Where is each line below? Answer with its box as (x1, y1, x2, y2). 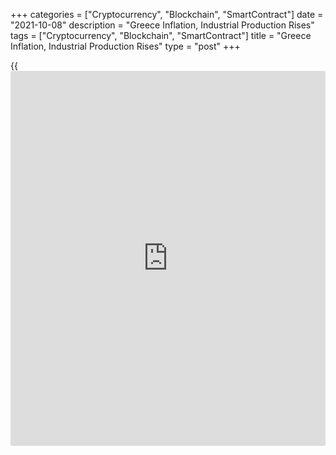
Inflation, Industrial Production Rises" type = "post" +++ (10, 40, 241, 52)
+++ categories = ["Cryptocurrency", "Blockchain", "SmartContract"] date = (10, 9, 324, 20)
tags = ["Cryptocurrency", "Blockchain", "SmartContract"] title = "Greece (10, 30, 312, 41)
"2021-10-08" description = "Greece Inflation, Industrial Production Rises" (10, 19, 315, 31)
